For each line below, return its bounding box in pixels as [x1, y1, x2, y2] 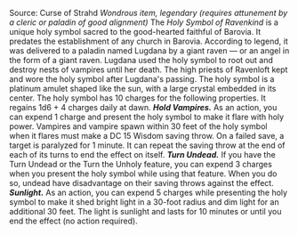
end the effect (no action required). [9, 215, 138, 226]
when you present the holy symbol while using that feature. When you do [9, 168, 278, 179]
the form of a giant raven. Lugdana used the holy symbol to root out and [9, 55, 274, 65]
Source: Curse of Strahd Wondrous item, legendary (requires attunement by [9, 8, 288, 18]
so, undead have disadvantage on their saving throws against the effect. [9, 178, 274, 188]
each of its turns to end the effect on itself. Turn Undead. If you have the [9, 150, 276, 159]
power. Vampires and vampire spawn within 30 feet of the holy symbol [9, 121, 268, 132]
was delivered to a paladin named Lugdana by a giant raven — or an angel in [9, 45, 290, 56]
